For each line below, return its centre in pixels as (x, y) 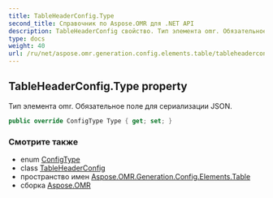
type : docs (27, 39)
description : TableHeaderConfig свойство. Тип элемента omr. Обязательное (138, 31)
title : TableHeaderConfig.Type (61, 16)
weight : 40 (27, 46)
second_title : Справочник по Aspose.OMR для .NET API (102, 24)
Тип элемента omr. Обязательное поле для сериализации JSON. (121, 105)
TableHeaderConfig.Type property (98, 86)
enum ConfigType (50, 159)
